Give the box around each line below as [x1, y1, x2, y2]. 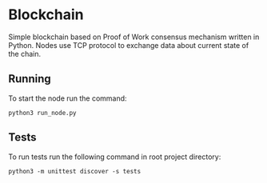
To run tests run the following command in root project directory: [8, 152, 221, 161]
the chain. [8, 49, 42, 58]
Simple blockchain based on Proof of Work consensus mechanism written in [8, 32, 260, 42]
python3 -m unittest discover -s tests [8, 167, 141, 175]
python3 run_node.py [8, 109, 78, 117]
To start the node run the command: [8, 93, 127, 103]
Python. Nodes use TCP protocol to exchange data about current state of [8, 40, 249, 50]
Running [8, 72, 52, 86]
